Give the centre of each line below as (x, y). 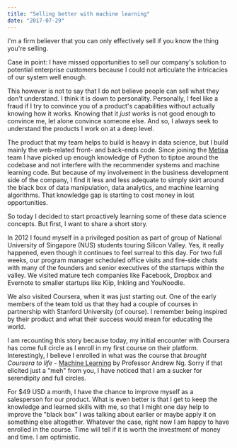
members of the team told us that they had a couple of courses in (103, 304)
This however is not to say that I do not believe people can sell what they (113, 91)
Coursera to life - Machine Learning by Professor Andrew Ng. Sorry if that (115, 363)
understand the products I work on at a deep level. (81, 128)
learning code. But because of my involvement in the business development (118, 172)
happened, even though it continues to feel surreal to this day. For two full (115, 252)
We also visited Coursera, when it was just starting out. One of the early (112, 296)
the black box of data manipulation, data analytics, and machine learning (113, 187)
